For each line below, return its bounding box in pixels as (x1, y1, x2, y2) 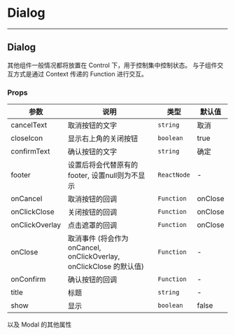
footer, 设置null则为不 (67, 170, 138, 180)
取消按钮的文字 (67, 121, 117, 130)
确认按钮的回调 (67, 275, 117, 285)
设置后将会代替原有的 (67, 160, 138, 170)
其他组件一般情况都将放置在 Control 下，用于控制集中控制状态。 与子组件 (7, 61, 218, 69)
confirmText (10, 146, 50, 156)
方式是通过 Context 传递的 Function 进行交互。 (13, 69, 148, 78)
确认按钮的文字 (67, 147, 117, 157)
